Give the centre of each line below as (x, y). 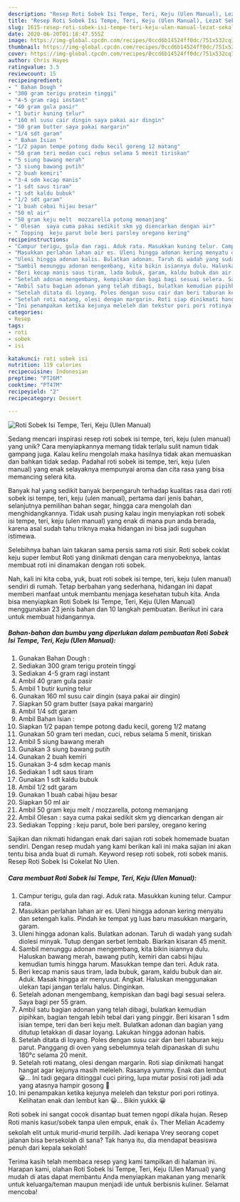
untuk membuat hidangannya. (52, 616)
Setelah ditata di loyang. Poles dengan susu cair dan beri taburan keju (121, 1040)
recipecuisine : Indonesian (48, 372)
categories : (26, 312)
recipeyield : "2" (34, 392)
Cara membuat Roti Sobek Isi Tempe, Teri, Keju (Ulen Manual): (103, 878)
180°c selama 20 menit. (53, 1055)
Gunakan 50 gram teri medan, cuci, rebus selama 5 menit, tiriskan (115, 734)
